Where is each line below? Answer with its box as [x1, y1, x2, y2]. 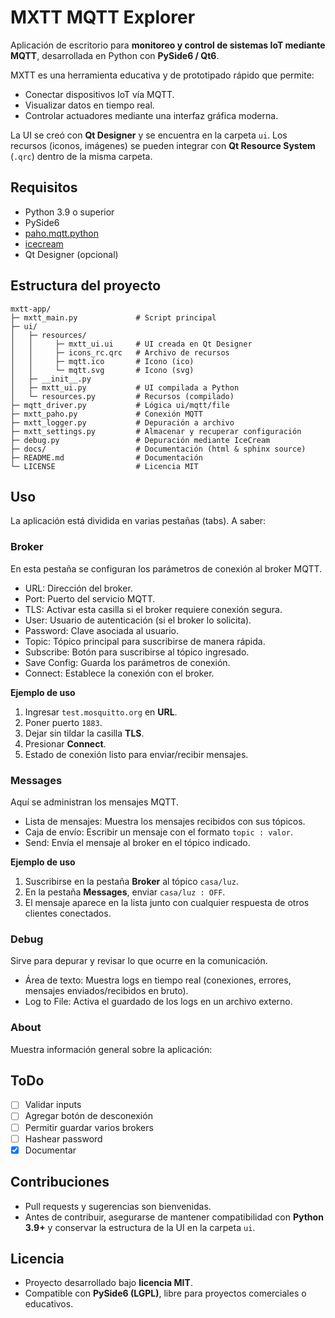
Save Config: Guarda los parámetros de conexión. [24, 656, 231, 668]
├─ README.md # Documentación [10, 452, 203, 463]
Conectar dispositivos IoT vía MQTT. [24, 88, 175, 100]
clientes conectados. [24, 907, 112, 919]
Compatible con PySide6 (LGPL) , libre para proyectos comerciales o [24, 1287, 307, 1300]
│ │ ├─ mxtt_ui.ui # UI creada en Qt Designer [10, 339, 253, 349]
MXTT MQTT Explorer [10, 6, 196, 29]
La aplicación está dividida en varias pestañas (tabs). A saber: [10, 515, 267, 527]
